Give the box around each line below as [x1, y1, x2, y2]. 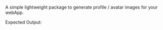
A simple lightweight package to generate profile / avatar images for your [5, 4, 158, 10]
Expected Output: [5, 19, 42, 25]
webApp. [5, 9, 24, 15]
